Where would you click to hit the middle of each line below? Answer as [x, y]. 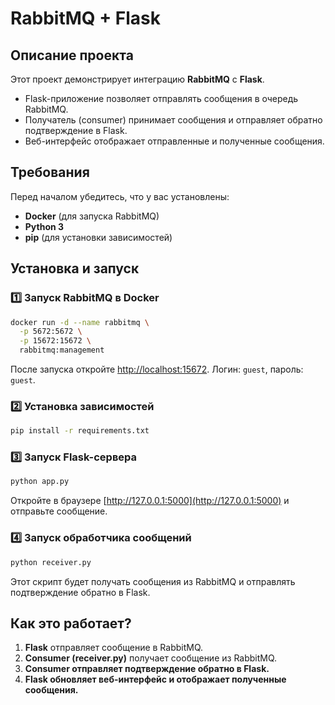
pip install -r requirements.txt [80, 431]
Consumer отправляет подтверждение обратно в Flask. [147, 669]
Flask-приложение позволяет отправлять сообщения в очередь [161, 98]
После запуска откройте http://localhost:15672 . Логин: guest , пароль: [157, 369]
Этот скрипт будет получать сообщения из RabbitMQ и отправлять [153, 581]
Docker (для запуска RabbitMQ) [92, 216]
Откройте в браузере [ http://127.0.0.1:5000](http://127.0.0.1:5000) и [150, 501]
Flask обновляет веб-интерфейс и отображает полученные [155, 679]
